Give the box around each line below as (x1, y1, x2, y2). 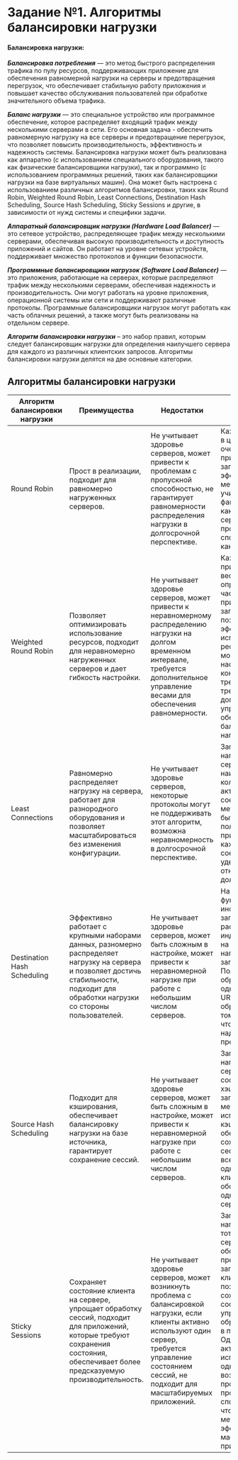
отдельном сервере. (7, 318, 70, 327)
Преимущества (79, 406, 135, 416)
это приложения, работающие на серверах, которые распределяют (7, 274, 214, 282)
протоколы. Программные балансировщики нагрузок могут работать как (7, 303, 232, 312)
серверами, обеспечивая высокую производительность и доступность (7, 237, 225, 245)
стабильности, (69, 975, 120, 985)
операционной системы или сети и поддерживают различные (7, 296, 196, 305)
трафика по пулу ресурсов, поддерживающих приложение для (7, 67, 199, 75)
